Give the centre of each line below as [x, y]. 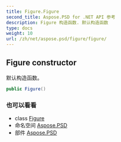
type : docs [19, 28]
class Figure [30, 118]
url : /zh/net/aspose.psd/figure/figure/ [57, 39]
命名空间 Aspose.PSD [41, 125]
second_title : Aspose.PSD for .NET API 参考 [61, 17]
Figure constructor [41, 63]
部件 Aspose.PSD [36, 133]
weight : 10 [19, 34]
